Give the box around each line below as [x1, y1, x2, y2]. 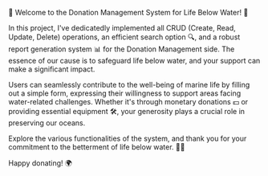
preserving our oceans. [8, 118, 86, 128]
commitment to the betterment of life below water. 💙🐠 [8, 142, 185, 152]
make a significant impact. [8, 64, 95, 74]
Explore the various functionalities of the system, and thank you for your [8, 133, 247, 143]
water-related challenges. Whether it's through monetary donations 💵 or [8, 97, 249, 106]
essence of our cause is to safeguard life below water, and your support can [8, 56, 261, 65]
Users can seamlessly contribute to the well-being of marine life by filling [8, 80, 250, 89]
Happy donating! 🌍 [8, 158, 72, 168]
